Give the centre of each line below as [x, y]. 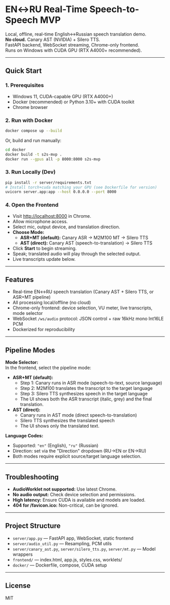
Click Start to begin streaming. [45, 248]
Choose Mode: [28, 232]
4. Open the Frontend [32, 205]
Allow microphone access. [40, 221]
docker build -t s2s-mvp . [34, 154]
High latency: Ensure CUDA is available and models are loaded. [79, 500]
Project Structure [33, 526]
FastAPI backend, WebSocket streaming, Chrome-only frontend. [72, 45]
